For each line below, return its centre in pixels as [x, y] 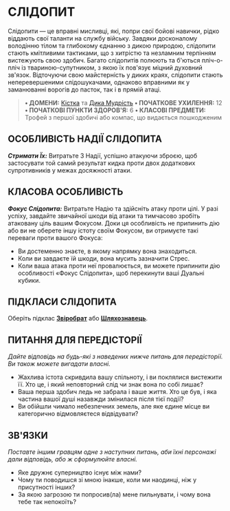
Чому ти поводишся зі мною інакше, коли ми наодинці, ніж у [107, 480]
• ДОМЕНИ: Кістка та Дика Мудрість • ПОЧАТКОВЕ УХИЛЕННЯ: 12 [123, 102]
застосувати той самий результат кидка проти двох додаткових [102, 163]
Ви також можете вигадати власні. [59, 364]
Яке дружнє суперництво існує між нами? [80, 472]
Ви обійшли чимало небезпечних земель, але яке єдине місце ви [114, 406]
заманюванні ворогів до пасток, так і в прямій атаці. [84, 89]
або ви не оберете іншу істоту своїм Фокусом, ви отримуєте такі [103, 230]
